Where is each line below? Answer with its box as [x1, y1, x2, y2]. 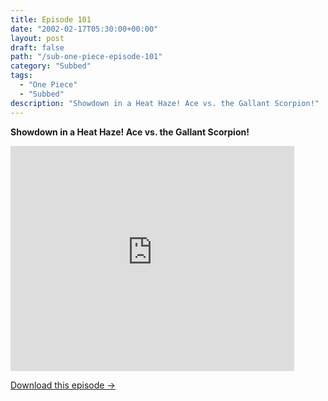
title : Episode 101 [10, 14, 92, 25]
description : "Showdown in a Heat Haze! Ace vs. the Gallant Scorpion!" [10, 98, 320, 108]
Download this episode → [10, 379, 116, 391]
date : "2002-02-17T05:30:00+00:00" [10, 24, 159, 34]
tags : [10, 71, 33, 81]
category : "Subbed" [10, 61, 92, 71]
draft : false [10, 42, 65, 53]
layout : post [10, 33, 65, 43]
